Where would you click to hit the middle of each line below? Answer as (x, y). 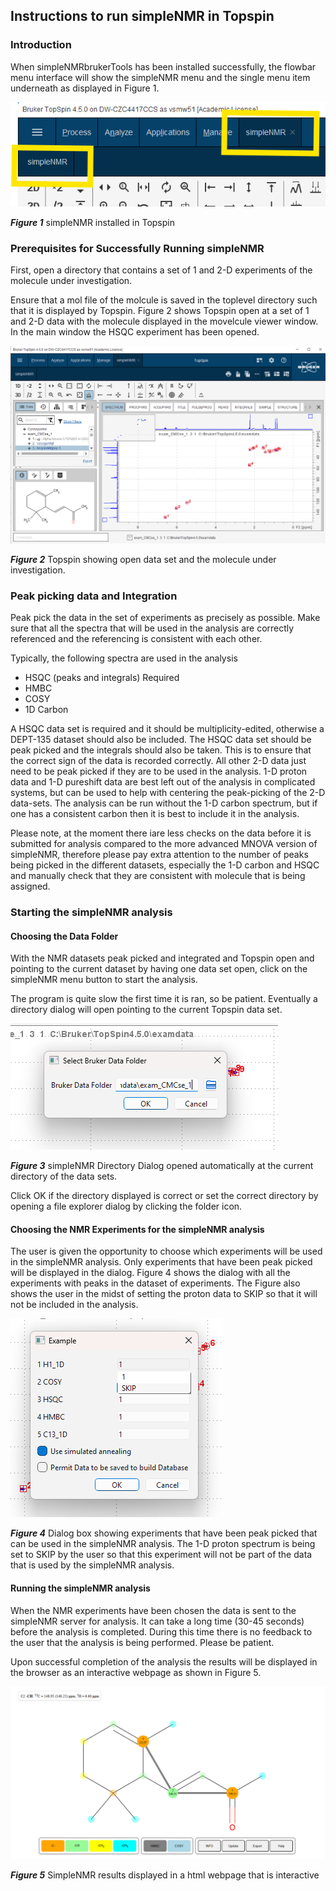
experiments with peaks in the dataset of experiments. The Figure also (155, 1283)
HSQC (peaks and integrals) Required (102, 678)
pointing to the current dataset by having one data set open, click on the (159, 969)
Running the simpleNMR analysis (80, 1588)
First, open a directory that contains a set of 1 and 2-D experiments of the (161, 270)
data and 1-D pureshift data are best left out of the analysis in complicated (163, 782)
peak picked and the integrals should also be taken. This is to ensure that (161, 750)
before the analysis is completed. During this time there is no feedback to (161, 1631)
